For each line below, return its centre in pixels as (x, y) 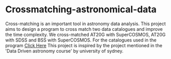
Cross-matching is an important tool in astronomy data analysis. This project (86, 24)
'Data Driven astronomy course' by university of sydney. (64, 51)
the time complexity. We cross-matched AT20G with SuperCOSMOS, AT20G (86, 34)
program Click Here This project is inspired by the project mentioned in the (84, 45)
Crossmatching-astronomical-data (81, 9)
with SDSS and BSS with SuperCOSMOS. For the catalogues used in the (81, 40)
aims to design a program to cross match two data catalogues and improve (84, 29)
